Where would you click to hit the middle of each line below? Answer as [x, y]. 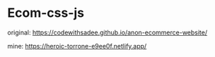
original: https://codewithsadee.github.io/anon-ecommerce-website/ [107, 32]
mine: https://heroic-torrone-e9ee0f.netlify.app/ [77, 46]
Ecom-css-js [46, 13]
